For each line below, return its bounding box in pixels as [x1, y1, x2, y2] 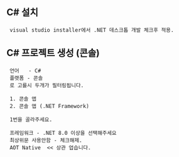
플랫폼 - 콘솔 [9, 75, 43, 82]
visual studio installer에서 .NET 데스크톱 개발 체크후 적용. [9, 26, 174, 33]
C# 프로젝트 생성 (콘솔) [6, 47, 100, 59]
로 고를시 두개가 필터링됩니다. [9, 82, 85, 89]
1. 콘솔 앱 [9, 95, 37, 102]
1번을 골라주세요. [9, 116, 53, 123]
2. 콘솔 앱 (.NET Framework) [9, 102, 89, 109]
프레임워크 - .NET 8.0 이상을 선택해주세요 [9, 129, 117, 136]
